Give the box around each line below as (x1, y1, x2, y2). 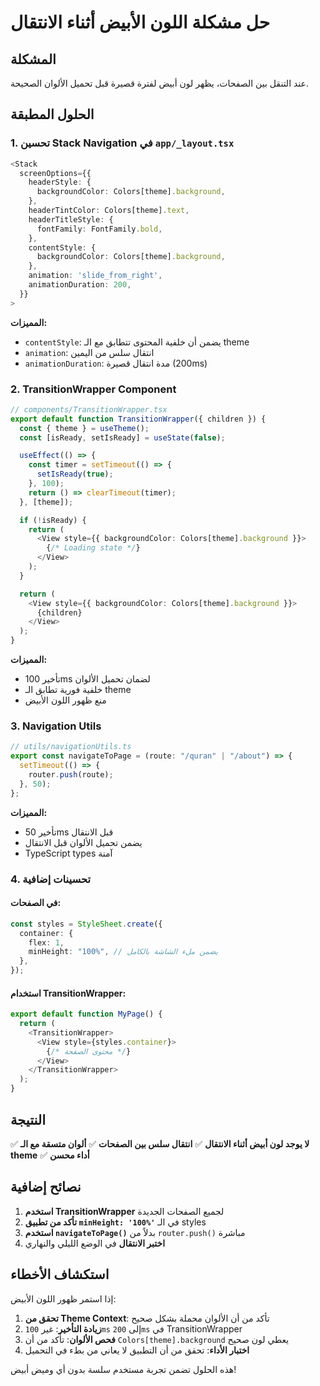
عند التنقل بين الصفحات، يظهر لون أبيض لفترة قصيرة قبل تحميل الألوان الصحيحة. (10, 77, 309, 89)
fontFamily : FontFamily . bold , (36, 224, 163, 234)
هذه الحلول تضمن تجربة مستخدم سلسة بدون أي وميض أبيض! (10, 1363, 237, 1375)
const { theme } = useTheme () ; (19, 423, 150, 433)
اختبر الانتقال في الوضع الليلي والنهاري (24, 1237, 166, 1249)
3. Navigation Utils (10, 719, 102, 733)
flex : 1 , (28, 937, 65, 948)
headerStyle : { (28, 177, 92, 188)
